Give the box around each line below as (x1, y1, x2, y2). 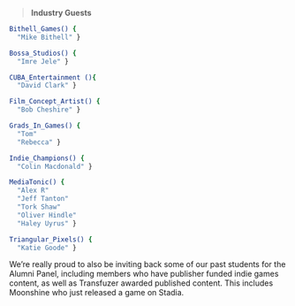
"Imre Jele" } (17, 57, 69, 65)
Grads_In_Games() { (9, 121, 81, 130)
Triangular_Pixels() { (9, 234, 93, 244)
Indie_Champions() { (9, 154, 86, 163)
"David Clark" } (17, 81, 77, 90)
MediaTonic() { (9, 178, 65, 187)
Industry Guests (30, 8, 92, 18)
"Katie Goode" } (17, 243, 77, 252)
